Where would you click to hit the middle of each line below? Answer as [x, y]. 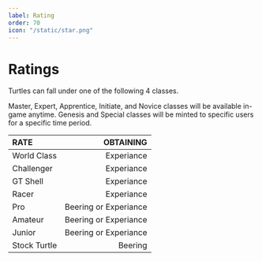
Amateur [28, 220]
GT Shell [28, 181]
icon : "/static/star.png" [51, 30]
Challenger [32, 169]
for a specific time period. [50, 123]
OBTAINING [125, 143]
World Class [35, 156]
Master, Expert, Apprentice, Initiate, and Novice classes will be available [125, 106]
